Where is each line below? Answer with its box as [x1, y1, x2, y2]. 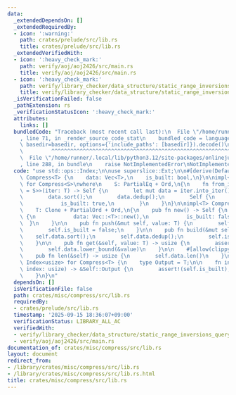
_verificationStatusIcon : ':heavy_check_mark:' [13, 108, 156, 115]
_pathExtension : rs [13, 102, 71, 109]
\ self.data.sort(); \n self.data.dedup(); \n [20, 233, 184, 240]
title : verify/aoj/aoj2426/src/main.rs [20, 69, 137, 76]
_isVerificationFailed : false [13, 96, 102, 103]
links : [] [20, 121, 49, 129]
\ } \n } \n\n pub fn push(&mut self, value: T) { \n [20, 220, 193, 227]
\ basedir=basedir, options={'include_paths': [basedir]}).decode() [20, 142, 225, 149]
